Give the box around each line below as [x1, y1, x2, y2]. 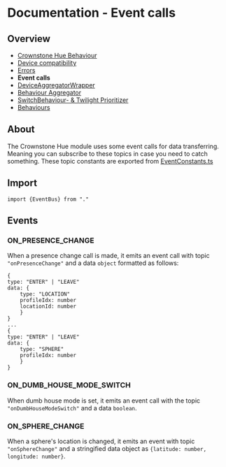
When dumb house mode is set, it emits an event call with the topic [7, 396, 201, 405]
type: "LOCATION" [20, 291, 71, 298]
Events [7, 215, 38, 227]
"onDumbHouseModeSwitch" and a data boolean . [7, 403, 138, 412]
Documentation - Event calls [7, 5, 176, 21]
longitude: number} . [7, 452, 66, 460]
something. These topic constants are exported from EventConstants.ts [7, 157, 213, 165]
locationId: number [20, 303, 77, 310]
